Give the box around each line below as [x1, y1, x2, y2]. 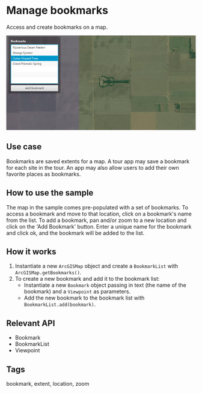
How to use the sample [6, 188, 94, 198]
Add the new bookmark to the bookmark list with [23, 295, 145, 302]
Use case [6, 142, 42, 152]
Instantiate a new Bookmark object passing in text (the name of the [23, 281, 186, 289]
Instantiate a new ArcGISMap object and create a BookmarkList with [14, 262, 179, 270]
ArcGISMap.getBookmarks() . [14, 269, 82, 276]
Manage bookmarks [6, 4, 108, 17]
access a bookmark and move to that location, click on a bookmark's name [6, 210, 192, 217]
